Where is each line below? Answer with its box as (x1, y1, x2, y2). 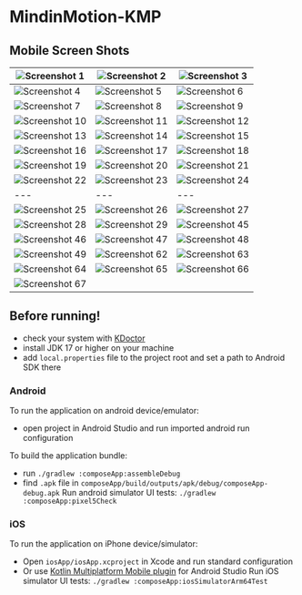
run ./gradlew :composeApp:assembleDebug (22, 467, 181, 479)
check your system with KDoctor (22, 333, 146, 344)
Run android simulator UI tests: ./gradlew (62, 487, 216, 498)
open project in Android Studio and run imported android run (22, 423, 250, 434)
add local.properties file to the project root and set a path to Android (22, 352, 285, 363)
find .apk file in (22, 477, 79, 488)
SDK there (22, 362, 62, 373)
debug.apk (22, 489, 61, 498)
